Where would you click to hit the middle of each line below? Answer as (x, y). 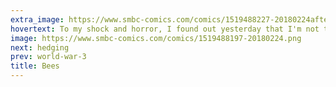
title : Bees (35, 66)
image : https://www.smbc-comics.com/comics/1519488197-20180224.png (156, 38)
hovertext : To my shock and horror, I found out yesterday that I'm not (165, 29)
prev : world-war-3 (48, 57)
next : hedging (40, 47)
